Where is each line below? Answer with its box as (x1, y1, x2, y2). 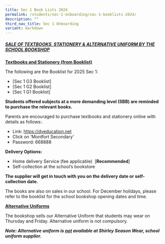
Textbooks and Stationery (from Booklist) (5, 59, 93, 65)
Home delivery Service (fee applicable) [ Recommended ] (12, 158, 130, 164)
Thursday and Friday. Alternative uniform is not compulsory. (5, 218, 128, 224)
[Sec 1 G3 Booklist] (12, 78, 52, 85)
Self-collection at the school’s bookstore (12, 164, 95, 170)
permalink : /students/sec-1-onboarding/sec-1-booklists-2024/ (5, 12, 137, 17)
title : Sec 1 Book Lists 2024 (5, 7, 68, 12)
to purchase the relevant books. (5, 104, 73, 110)
